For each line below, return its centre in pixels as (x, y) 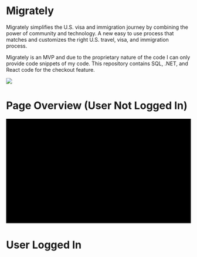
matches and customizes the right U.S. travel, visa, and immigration (87, 39)
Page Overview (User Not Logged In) (97, 106)
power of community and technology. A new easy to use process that (90, 33)
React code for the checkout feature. (50, 69)
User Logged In (44, 245)
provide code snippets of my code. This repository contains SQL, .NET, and (97, 64)
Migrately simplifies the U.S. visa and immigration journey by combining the (97, 27)
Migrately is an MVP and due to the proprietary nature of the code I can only (98, 57)
